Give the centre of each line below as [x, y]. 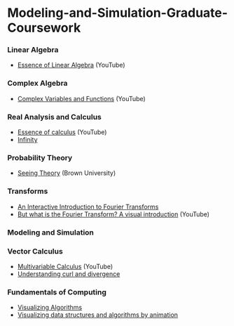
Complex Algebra [37, 84]
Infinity [27, 140]
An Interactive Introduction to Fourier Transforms [88, 207]
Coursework [44, 28]
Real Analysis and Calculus [54, 117]
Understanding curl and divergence [69, 274]
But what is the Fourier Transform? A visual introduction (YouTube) [113, 214]
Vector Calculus [35, 251]
